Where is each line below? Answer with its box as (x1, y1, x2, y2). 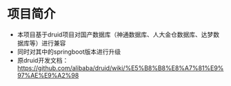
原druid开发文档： (17, 56, 69, 64)
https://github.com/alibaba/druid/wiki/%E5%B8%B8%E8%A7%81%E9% (17, 63, 224, 72)
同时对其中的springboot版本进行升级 (17, 47, 121, 56)
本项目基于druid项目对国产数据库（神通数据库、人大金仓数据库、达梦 (17, 30, 214, 39)
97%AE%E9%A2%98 (17, 71, 79, 79)
